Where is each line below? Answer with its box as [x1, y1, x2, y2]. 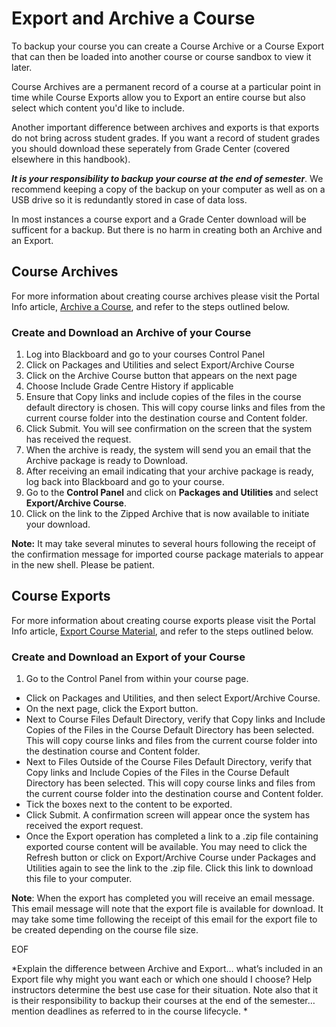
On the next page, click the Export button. [25, 703, 199, 715]
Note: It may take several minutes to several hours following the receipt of [11, 538, 316, 550]
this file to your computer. [25, 873, 133, 885]
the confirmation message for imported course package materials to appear [11, 548, 324, 561]
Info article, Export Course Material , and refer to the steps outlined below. [11, 625, 314, 637]
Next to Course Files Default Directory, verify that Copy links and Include [25, 713, 326, 726]
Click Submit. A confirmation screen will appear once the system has [25, 809, 311, 821]
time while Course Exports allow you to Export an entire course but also [11, 91, 306, 103]
